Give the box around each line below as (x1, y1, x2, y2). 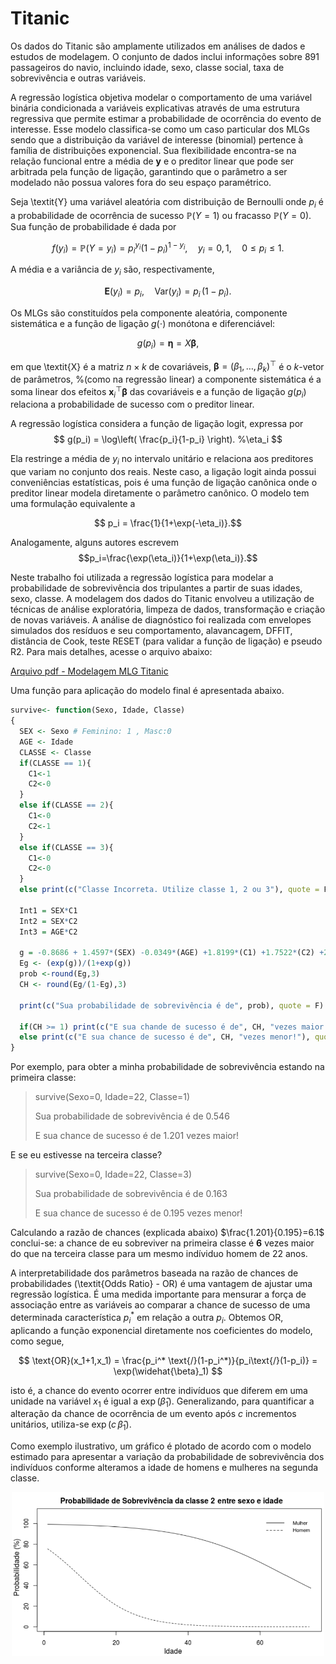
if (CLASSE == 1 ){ (19, 758, 92, 768)
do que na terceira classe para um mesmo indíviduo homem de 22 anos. (10, 1248, 308, 1260)
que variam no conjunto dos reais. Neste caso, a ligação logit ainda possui (10, 466, 317, 478)
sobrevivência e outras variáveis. (10, 72, 147, 84)
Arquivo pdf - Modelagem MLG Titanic (10, 665, 169, 677)
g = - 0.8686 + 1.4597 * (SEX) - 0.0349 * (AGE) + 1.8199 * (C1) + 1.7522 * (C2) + (19, 948, 325, 958)
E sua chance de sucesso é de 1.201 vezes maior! (34, 1130, 240, 1142)
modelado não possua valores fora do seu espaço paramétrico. (10, 176, 272, 188)
